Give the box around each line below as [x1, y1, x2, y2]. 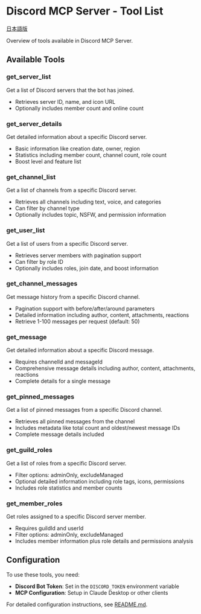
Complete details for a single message [14, 377, 110, 385]
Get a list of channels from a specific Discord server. [6, 187, 137, 194]
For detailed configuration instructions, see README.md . [6, 601, 148, 608]
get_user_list [6, 226, 45, 235]
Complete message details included [14, 430, 104, 438]
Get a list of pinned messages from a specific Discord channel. [6, 406, 163, 414]
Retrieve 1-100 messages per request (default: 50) [14, 318, 140, 325]
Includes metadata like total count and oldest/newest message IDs [14, 424, 180, 432]
